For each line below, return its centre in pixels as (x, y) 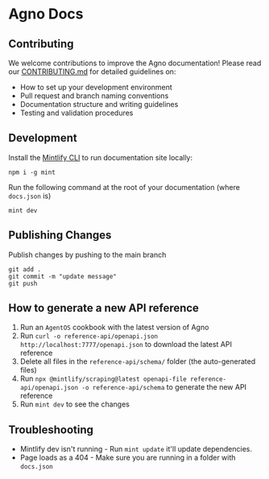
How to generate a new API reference (104, 308)
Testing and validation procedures (77, 113)
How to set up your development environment (96, 87)
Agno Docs (46, 14)
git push (23, 283)
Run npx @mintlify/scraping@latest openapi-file (103, 378)
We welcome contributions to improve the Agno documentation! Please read (135, 63)
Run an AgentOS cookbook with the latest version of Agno (114, 328)
